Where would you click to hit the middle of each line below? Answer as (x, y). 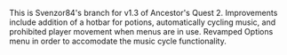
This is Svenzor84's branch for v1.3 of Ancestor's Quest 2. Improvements (143, 13)
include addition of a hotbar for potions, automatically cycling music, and (143, 22)
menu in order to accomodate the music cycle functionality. (118, 41)
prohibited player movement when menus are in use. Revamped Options (141, 31)
